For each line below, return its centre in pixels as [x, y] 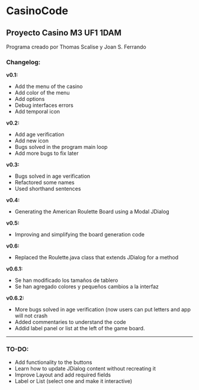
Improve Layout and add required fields [63, 375]
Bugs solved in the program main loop [61, 147]
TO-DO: [17, 349]
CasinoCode [37, 11]
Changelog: [23, 62]
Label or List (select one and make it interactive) [73, 381]
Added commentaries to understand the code [70, 322]
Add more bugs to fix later [46, 153]
